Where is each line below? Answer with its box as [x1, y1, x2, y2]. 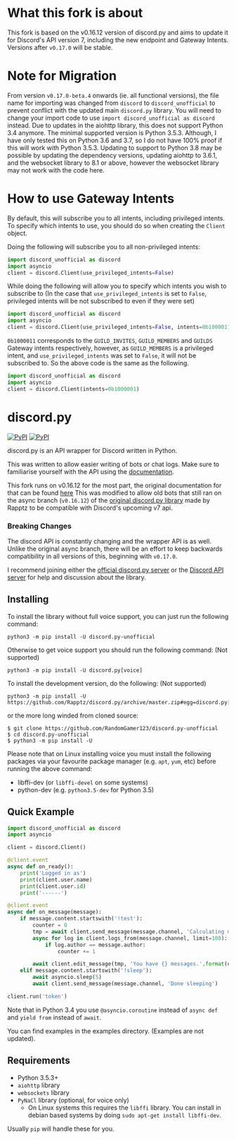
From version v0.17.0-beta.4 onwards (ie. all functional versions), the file [7, 91, 219, 99]
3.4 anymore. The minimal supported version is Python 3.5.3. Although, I [7, 128, 217, 137]
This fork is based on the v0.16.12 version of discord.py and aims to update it [7, 28, 228, 37]
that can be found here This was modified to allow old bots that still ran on [7, 488, 222, 497]
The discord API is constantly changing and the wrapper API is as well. [7, 537, 212, 545]
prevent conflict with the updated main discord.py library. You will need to [7, 106, 222, 114]
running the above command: [7, 764, 93, 772]
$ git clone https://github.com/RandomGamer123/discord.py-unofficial [7, 725, 218, 732]
